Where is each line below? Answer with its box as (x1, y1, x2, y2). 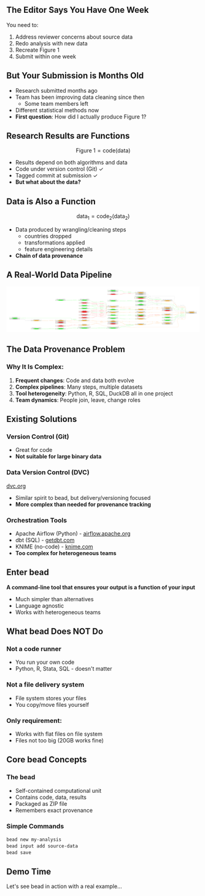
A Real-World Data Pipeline (6, 270, 112, 280)
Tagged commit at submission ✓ (15, 172, 98, 179)
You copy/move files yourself (15, 701, 89, 708)
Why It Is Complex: (6, 362, 64, 371)
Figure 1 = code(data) (75, 147, 131, 154)
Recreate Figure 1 (15, 46, 60, 53)
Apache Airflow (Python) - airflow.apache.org (15, 529, 131, 537)
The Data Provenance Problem (6, 344, 126, 355)
